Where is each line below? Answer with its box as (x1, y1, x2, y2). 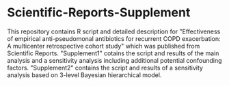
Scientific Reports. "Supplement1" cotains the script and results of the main (7, 49, 219, 57)
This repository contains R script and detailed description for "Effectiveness (7, 27, 221, 35)
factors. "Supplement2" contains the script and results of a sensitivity (7, 63, 204, 72)
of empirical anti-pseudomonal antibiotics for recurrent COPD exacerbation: (7, 34, 221, 42)
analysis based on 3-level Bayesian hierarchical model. (7, 70, 162, 79)
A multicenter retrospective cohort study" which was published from (7, 42, 200, 50)
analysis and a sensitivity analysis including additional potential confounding (7, 56, 222, 64)
